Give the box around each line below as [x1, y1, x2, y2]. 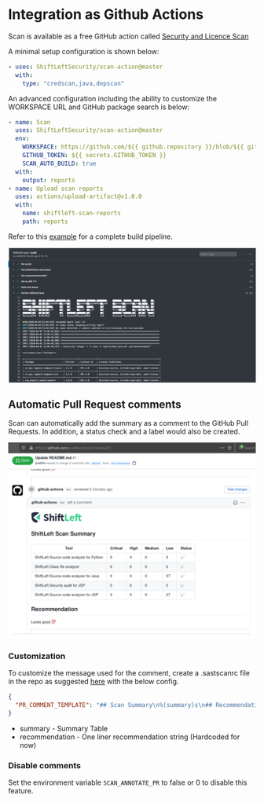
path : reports [22, 218, 68, 225]
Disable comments [8, 760, 81, 771]
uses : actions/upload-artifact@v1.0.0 [15, 192, 143, 201]
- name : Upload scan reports [8, 185, 104, 192]
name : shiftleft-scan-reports [22, 210, 122, 218]
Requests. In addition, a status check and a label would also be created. [8, 427, 240, 437]
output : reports [22, 176, 76, 184]
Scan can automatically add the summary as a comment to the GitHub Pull [8, 419, 249, 428]
